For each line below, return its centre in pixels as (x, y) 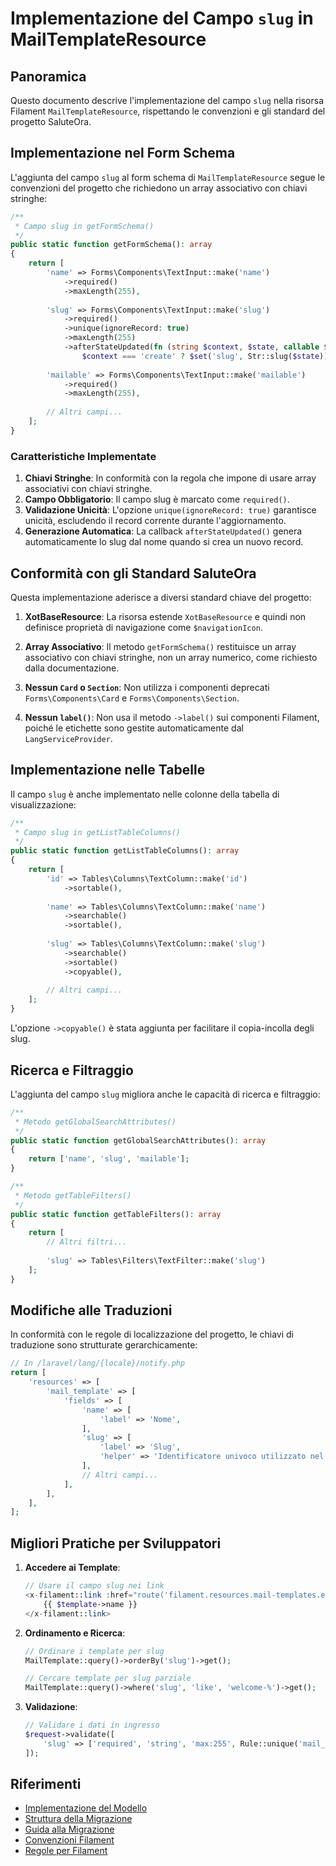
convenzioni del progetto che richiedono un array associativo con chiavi (159, 188)
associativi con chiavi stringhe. (88, 489)
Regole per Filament (66, 1851)
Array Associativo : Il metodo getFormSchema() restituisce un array (160, 646)
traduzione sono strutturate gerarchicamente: (104, 1345)
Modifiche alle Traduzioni (91, 1310)
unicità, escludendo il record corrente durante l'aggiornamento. (155, 521)
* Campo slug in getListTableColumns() (98, 832)
